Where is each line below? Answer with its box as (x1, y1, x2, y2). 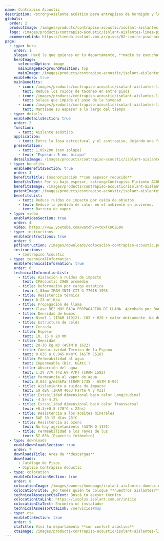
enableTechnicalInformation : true (14, 261, 84, 266)
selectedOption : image (18, 61, 64, 66)
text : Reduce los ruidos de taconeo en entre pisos (22, 89, 130, 94)
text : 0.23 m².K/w (22, 297, 60, 302)
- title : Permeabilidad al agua (18, 357, 84, 361)
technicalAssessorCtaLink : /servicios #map (14, 506, 102, 511)
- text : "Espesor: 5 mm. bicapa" (18, 152, 86, 157)
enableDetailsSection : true (14, 116, 71, 121)
